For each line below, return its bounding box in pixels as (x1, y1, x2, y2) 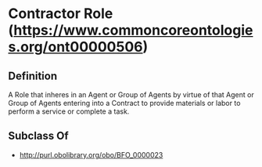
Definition (8, 69, 57, 82)
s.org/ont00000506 (8, 38, 143, 56)
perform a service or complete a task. (8, 107, 130, 116)
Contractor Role (8, 5, 113, 23)
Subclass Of (8, 129, 69, 143)
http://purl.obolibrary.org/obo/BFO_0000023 (19, 150, 163, 159)
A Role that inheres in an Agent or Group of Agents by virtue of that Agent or (8, 90, 254, 99)
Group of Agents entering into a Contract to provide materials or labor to (8, 99, 241, 107)
